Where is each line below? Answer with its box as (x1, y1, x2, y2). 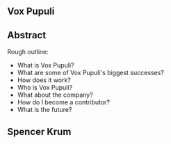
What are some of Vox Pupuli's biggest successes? (17, 69, 165, 77)
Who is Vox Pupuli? (17, 83, 73, 92)
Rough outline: (7, 48, 49, 56)
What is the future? (17, 106, 72, 114)
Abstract (7, 29, 47, 41)
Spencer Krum (7, 125, 72, 138)
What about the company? (17, 90, 94, 99)
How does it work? (17, 76, 72, 84)
